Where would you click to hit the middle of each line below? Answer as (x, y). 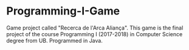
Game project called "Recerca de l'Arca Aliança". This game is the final (95, 28)
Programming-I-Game (63, 11)
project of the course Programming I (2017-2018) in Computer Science (94, 34)
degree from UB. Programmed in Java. (55, 40)
